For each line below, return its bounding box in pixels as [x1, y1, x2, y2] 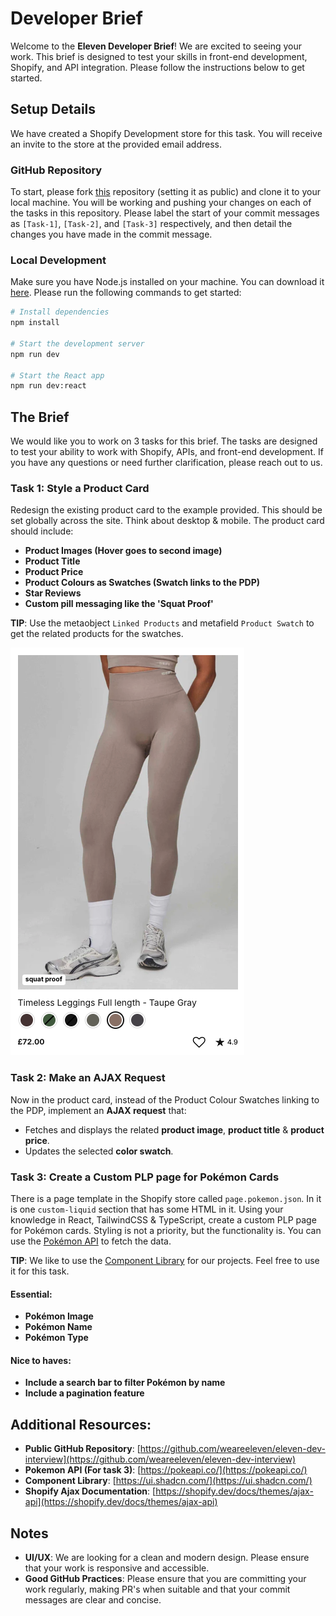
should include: [10, 525, 74, 537]
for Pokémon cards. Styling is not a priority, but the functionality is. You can [10, 1225, 322, 1237]
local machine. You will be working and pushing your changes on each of [10, 197, 312, 209]
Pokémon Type [24, 1332, 89, 1344]
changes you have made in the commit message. [10, 228, 213, 241]
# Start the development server [10, 338, 145, 349]
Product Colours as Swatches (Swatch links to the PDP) [24, 577, 261, 589]
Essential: [10, 1288, 53, 1300]
